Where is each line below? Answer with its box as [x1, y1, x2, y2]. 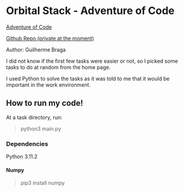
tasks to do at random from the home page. [6, 63, 111, 71]
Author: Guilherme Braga [6, 46, 66, 53]
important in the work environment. [6, 81, 91, 88]
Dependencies [6, 139, 48, 148]
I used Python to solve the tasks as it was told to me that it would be [6, 75, 170, 82]
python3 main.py [20, 125, 61, 132]
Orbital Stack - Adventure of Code [6, 4, 175, 18]
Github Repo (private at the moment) [6, 35, 95, 42]
